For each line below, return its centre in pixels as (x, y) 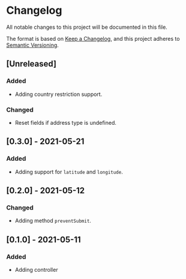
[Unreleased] (31, 64)
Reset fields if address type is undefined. (66, 122)
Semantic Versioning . (32, 45)
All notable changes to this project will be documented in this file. (87, 27)
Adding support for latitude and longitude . (69, 172)
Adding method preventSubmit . (53, 221)
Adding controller (36, 269)
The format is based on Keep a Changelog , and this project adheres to (93, 38)
